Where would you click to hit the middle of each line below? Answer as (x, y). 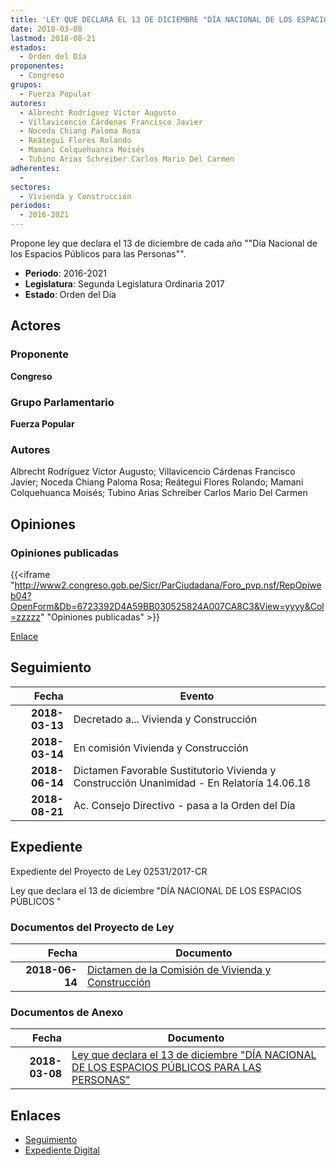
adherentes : (35, 168)
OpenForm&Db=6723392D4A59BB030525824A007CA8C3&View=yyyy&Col (167, 606)
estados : (28, 47)
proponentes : (37, 66)
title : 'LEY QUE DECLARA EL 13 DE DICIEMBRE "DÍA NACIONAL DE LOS (151, 19)
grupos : (26, 85)
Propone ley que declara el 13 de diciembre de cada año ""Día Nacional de (164, 243)
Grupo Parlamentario (62, 402)
